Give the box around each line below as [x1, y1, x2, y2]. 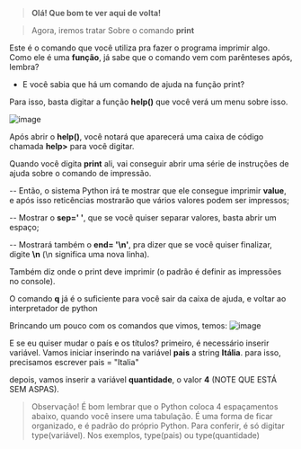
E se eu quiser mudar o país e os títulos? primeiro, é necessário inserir [9, 337, 270, 348]
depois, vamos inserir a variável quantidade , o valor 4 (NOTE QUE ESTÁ [9, 374, 277, 385]
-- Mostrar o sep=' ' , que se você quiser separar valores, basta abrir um [9, 212, 277, 223]
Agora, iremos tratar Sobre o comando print [31, 25, 195, 35]
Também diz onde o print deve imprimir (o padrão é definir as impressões [9, 266, 282, 277]
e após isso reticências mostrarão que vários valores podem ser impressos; [9, 195, 290, 205]
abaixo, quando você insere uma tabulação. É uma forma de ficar [31, 411, 273, 421]
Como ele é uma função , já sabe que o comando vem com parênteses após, [9, 52, 293, 62]
